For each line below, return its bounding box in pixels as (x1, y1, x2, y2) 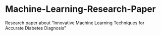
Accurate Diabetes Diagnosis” (5, 25, 66, 31)
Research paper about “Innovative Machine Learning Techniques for (5, 20, 145, 26)
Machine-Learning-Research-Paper (5, 3, 156, 15)
